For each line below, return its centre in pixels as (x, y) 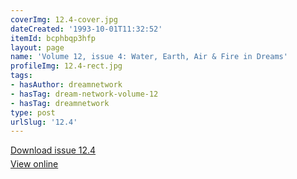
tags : (21, 76)
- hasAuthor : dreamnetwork (66, 85)
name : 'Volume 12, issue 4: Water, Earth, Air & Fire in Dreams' (149, 57)
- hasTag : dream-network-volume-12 (84, 94)
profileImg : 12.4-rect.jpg (66, 66)
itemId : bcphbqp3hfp (53, 38)
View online (34, 164)
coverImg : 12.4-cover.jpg (64, 19)
